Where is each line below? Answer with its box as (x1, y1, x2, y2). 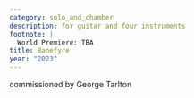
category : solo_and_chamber (9, 12, 114, 22)
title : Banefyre (9, 46, 70, 55)
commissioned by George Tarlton (9, 79, 132, 89)
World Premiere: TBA (17, 37, 94, 47)
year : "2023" (9, 54, 58, 63)
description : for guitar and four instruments (9, 21, 186, 30)
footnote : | (9, 29, 54, 38)
